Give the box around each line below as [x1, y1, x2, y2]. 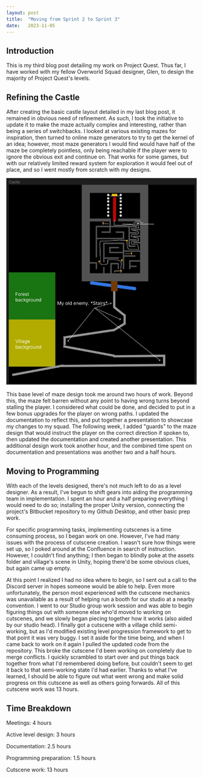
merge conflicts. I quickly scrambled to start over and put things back [6, 653, 179, 661]
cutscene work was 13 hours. [6, 685, 79, 693]
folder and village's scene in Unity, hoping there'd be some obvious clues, [6, 558, 190, 566]
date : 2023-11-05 [6, 22, 56, 28]
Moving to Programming [6, 466, 100, 476]
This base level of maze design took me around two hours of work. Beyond [6, 391, 193, 398]
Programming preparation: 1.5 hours [6, 754, 96, 762]
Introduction [6, 45, 54, 56]
